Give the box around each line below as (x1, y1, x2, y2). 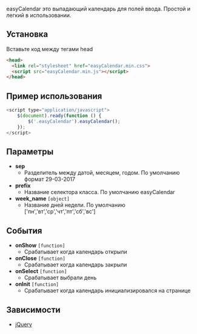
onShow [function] (15, 242, 65, 249)
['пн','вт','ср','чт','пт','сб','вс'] (24, 208, 96, 215)
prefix (15, 182, 31, 189)
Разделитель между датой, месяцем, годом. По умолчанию (24, 169, 180, 176)
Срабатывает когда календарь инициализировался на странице (24, 287, 191, 294)
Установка (6, 29, 48, 40)
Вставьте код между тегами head (6, 45, 93, 52)
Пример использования (6, 91, 102, 101)
